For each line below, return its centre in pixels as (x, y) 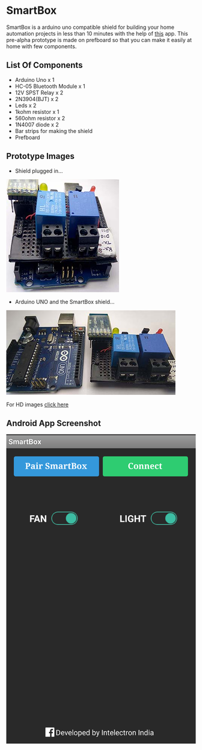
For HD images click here (38, 404)
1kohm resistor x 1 (37, 111)
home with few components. (41, 46)
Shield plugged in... (39, 171)
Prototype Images (41, 156)
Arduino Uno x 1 (35, 79)
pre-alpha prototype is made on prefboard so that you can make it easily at (99, 40)
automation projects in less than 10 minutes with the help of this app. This (97, 33)
